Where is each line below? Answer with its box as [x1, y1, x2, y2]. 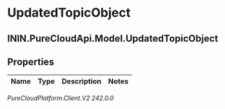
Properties [7, 56, 55, 67]
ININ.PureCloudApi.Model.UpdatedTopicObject [7, 33, 219, 44]
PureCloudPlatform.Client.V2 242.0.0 [7, 94, 114, 102]
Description [61, 76, 101, 86]
